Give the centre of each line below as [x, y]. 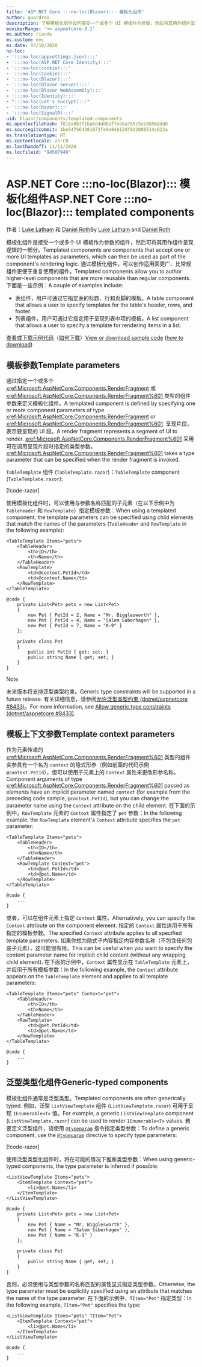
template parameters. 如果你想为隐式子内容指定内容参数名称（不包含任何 [97, 941]
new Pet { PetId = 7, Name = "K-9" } [75, 626]
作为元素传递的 [25, 750]
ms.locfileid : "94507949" [38, 152]
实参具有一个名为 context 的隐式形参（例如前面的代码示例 [78, 765]
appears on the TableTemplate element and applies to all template [87, 977]
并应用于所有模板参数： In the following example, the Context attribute [92, 970]
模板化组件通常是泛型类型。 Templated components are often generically [96, 1098]
